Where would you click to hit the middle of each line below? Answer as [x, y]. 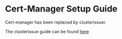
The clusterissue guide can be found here [47, 31]
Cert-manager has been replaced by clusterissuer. [56, 22]
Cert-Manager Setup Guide [61, 9]
